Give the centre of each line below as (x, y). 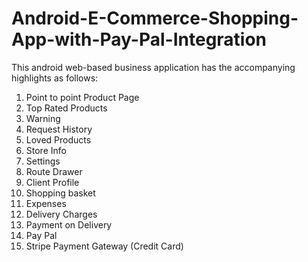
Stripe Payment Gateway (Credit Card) (104, 246)
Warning (43, 118)
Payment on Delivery (69, 224)
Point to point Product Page (82, 97)
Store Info (46, 150)
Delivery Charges (61, 214)
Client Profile (52, 182)
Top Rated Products (66, 108)
